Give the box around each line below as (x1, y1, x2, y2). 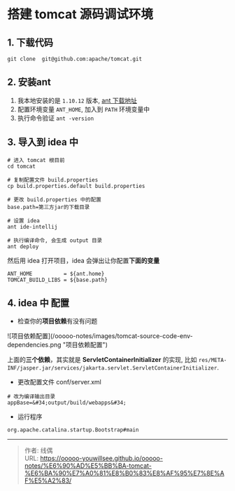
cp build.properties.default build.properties (7, 182, 145, 189)
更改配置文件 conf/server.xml (17, 378, 101, 386)
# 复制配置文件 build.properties (7, 176, 99, 183)
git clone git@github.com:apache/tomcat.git (7, 55, 142, 62)
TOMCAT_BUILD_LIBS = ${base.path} (7, 276, 108, 283)
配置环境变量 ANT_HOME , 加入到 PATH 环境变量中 (17, 105, 150, 113)
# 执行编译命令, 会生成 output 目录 (7, 236, 103, 244)
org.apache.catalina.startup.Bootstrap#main (7, 426, 139, 433)
